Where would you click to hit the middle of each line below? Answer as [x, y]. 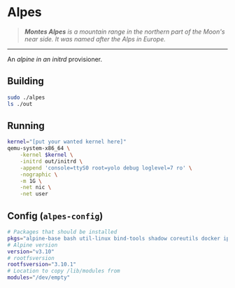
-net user [34, 194]
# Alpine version [33, 245]
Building [26, 81]
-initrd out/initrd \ [51, 161]
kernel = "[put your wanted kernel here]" [67, 142]
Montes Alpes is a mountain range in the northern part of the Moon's [124, 32]
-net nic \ [36, 187]
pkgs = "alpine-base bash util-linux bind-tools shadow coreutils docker [114, 238]
